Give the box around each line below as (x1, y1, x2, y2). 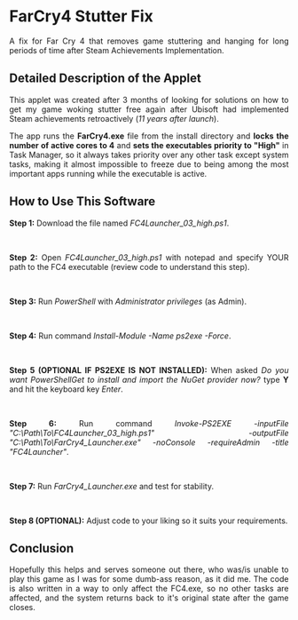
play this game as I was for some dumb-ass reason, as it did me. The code (9, 574, 289, 584)
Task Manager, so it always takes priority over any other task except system (9, 149, 289, 160)
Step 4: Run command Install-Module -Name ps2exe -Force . (9, 330, 231, 341)
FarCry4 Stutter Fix (9, 6, 153, 27)
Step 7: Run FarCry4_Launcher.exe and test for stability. (9, 481, 215, 491)
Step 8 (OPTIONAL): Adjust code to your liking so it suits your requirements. (9, 515, 288, 526)
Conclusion (9, 540, 74, 556)
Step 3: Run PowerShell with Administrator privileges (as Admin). (9, 296, 247, 306)
